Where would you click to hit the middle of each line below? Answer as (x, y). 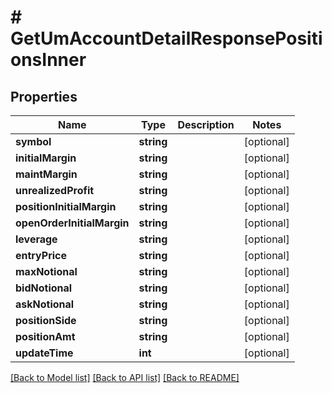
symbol (33, 141)
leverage (36, 239)
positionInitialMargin (66, 206)
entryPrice (41, 255)
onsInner (48, 60)
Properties (44, 96)
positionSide (46, 320)
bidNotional (44, 288)
